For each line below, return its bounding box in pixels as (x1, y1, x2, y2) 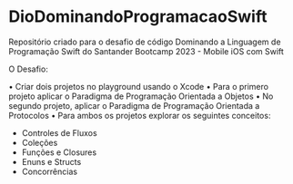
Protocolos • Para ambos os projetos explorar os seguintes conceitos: (8, 110, 271, 121)
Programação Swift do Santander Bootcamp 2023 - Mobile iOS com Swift (8, 45, 284, 56)
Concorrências (21, 166, 78, 177)
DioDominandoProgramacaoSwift (8, 6, 268, 27)
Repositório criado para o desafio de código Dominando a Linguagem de (8, 36, 281, 47)
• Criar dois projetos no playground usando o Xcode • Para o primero (8, 81, 269, 92)
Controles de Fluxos (21, 127, 97, 138)
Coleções (21, 137, 58, 148)
